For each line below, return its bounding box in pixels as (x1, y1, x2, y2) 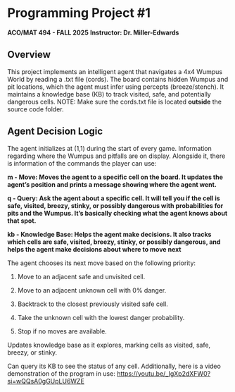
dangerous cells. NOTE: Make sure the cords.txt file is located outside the (7, 97, 222, 106)
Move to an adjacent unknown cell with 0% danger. (17, 286, 167, 294)
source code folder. (7, 104, 64, 114)
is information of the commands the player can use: (7, 159, 157, 167)
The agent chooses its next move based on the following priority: (7, 259, 196, 267)
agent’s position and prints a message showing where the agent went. (7, 180, 217, 188)
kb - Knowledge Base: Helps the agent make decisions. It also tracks (7, 230, 212, 238)
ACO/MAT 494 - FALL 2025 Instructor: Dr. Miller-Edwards (7, 28, 179, 37)
